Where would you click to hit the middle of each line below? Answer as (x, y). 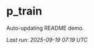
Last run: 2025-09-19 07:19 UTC (47, 39)
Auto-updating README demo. (45, 28)
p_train (24, 11)
